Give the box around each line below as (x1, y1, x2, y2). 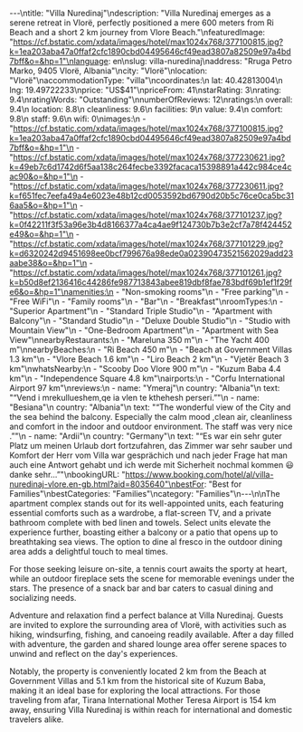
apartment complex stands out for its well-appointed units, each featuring (9, 498, 284, 509)
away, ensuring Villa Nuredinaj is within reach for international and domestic (9, 705, 292, 715)
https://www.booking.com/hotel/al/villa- (125, 470, 274, 480)
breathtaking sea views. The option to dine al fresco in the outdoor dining (9, 537, 283, 547)
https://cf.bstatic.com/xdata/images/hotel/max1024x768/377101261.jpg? (13, 267, 282, 278)
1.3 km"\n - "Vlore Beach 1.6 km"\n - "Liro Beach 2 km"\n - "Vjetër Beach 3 (9, 354, 289, 365)
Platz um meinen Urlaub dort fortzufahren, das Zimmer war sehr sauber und (9, 441, 293, 451)
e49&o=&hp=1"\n (9, 229, 74, 239)
